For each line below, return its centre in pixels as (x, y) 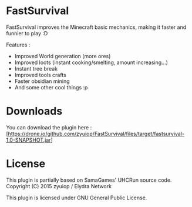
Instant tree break (36, 68)
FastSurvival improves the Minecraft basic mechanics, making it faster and (96, 27)
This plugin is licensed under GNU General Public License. (77, 198)
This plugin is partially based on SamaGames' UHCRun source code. (89, 180)
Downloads (34, 111)
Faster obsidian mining (42, 81)
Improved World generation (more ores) (63, 56)
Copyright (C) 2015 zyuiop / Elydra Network (59, 186)
